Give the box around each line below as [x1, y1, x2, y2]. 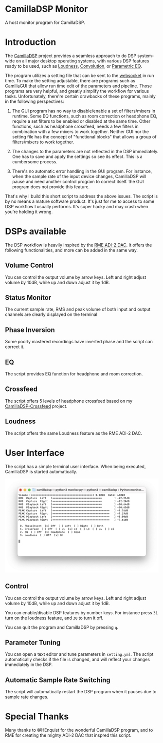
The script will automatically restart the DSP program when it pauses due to [5, 689, 157, 695]
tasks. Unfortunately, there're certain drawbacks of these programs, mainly [5, 93, 156, 99]
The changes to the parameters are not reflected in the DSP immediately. [12, 148, 159, 154]
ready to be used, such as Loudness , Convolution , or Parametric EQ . [5, 63, 142, 69]
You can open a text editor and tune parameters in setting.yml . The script [5, 651, 154, 657]
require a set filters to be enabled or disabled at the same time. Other [12, 118, 151, 124]
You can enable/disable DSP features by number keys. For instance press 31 [5, 609, 158, 615]
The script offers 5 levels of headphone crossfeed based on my [5, 398, 133, 404]
